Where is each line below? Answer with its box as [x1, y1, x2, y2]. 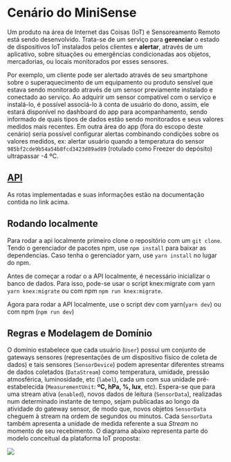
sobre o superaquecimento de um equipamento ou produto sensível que [7, 78, 213, 86]
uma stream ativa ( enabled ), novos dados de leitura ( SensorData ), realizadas [7, 390, 223, 398]
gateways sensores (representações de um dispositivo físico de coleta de [7, 353, 218, 361]
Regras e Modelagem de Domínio [7, 327, 153, 339]
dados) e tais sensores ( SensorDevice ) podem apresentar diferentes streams [7, 361, 225, 369]
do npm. [7, 258, 31, 266]
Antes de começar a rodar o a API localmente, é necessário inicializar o [7, 272, 211, 280]
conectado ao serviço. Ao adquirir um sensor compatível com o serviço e [7, 92, 216, 101]
